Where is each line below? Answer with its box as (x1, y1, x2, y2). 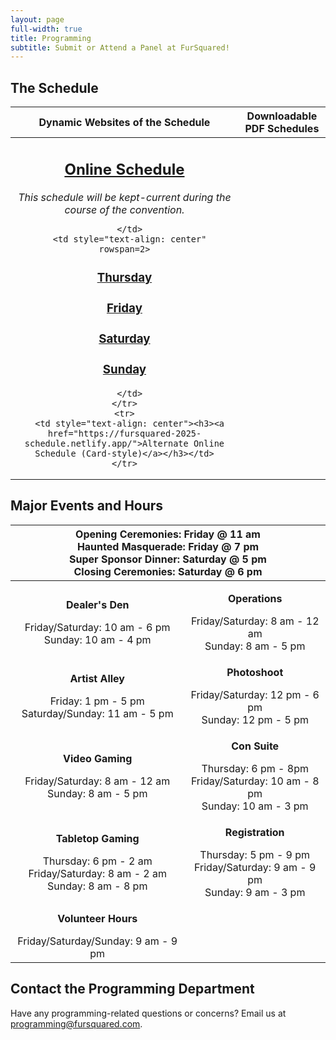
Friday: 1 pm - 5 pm (49, 694, 145, 708)
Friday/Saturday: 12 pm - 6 (190, 687, 320, 701)
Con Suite (231, 739, 280, 753)
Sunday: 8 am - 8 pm (46, 879, 148, 893)
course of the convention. (64, 202, 185, 216)
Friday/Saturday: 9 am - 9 (194, 860, 317, 874)
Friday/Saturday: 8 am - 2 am (28, 866, 167, 880)
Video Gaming (63, 751, 133, 765)
